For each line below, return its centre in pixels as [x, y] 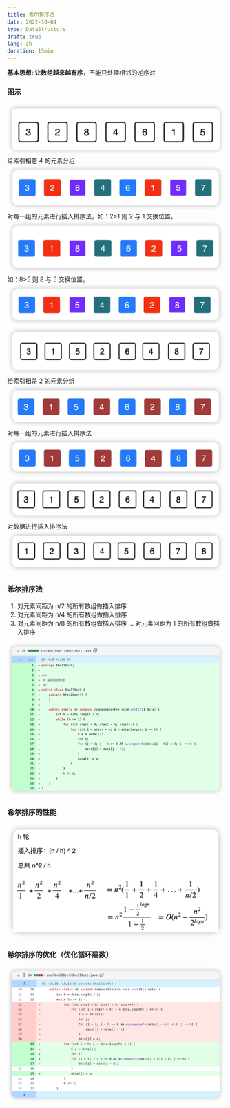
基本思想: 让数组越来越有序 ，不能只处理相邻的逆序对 [81, 72]
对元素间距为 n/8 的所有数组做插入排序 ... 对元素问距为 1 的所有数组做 [115, 623]
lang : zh [20, 44]
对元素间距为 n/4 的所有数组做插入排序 [72, 614]
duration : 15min [30, 51]
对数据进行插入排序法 [37, 526]
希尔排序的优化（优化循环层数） [60, 955]
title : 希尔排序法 [31, 15]
